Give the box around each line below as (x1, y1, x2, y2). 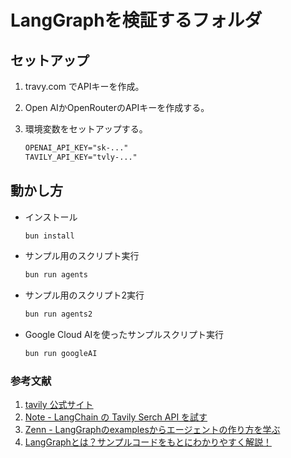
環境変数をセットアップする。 (24, 123, 148, 135)
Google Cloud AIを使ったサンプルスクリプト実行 (24, 329, 224, 341)
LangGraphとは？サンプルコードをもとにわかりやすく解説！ (24, 436, 272, 448)
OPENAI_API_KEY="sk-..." (24, 143, 129, 153)
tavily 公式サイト (24, 399, 94, 411)
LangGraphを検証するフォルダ (10, 9, 263, 32)
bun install (24, 231, 75, 241)
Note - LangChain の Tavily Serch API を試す (24, 411, 208, 423)
